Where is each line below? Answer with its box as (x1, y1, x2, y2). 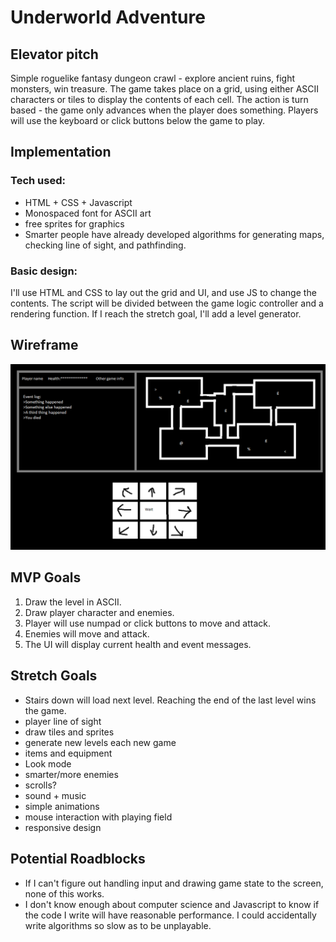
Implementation (10, 144, 112, 161)
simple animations (24, 800, 100, 812)
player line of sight (24, 715, 102, 727)
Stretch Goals (10, 667, 98, 685)
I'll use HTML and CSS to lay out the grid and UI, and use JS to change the (10, 286, 317, 298)
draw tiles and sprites (24, 726, 115, 738)
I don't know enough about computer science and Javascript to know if (24, 898, 320, 910)
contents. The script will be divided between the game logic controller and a (10, 297, 324, 309)
